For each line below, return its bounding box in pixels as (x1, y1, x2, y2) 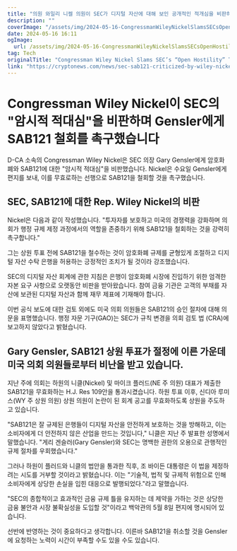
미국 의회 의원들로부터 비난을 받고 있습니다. (7, 358, 183, 371)
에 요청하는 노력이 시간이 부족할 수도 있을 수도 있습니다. (7, 536, 160, 545)
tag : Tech (7, 50, 37, 57)
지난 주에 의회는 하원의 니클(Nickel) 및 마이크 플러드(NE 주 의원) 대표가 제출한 (7, 379, 221, 387)
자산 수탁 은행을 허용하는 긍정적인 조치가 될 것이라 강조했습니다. (14, 257, 190, 266)
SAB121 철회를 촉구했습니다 (7, 131, 160, 147)
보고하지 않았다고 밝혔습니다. (7, 323, 87, 331)
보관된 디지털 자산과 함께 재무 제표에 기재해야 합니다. (20, 290, 166, 299)
